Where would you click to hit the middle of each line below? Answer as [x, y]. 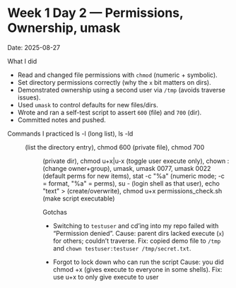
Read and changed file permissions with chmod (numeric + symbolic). [117, 75]
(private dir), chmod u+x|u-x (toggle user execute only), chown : [136, 161]
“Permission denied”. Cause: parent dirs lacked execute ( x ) [138, 233]
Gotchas [55, 212]
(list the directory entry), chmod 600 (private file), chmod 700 [115, 147]
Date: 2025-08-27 [34, 47]
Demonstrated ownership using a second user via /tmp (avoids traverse [122, 90]
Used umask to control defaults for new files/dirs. [88, 104]
